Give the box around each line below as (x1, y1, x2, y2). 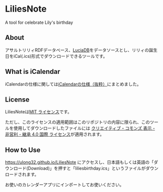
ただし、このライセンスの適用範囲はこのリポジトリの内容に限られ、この (5, 119, 150, 125)
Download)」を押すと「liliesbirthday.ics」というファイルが (28, 165, 146, 171)
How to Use (5, 146, 41, 154)
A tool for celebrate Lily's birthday (5, 19, 73, 25)
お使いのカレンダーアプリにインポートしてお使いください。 (5, 182, 124, 188)
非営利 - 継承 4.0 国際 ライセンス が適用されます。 (5, 131, 105, 137)
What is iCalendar (5, 68, 60, 76)
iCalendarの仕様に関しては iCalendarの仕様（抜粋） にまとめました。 (5, 81, 142, 87)
